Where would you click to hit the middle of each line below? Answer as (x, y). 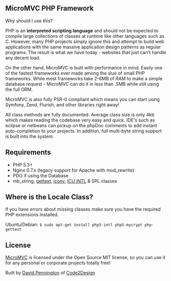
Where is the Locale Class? (49, 197)
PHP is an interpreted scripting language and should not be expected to (82, 31)
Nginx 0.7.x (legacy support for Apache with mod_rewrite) (73, 170)
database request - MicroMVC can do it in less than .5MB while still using (82, 84)
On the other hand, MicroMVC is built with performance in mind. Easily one (84, 67)
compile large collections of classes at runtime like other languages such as (85, 36)
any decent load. (23, 58)
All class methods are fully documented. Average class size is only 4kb (80, 114)
